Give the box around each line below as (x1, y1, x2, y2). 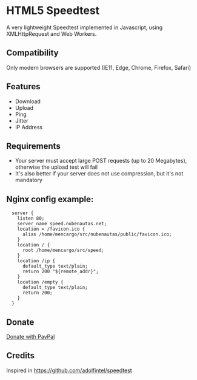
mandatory (15, 177, 42, 184)
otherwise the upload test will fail (15, 163, 98, 171)
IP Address (15, 123, 43, 131)
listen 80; (17, 215, 45, 222)
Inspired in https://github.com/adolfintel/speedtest (6, 367, 132, 374)
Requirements (6, 141, 61, 151)
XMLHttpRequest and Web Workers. (6, 30, 97, 37)
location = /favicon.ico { (17, 226, 85, 232)
